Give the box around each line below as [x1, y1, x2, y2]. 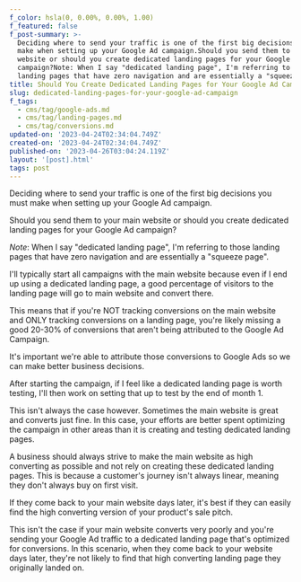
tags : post [9, 163, 50, 172]
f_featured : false [9, 22, 78, 31]
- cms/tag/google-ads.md [17, 105, 110, 114]
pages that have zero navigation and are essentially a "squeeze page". [9, 251, 270, 262]
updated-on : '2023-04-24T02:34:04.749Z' [9, 130, 163, 139]
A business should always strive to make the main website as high [9, 451, 254, 463]
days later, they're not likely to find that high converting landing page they [9, 553, 281, 564]
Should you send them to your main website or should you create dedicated [9, 215, 289, 225]
